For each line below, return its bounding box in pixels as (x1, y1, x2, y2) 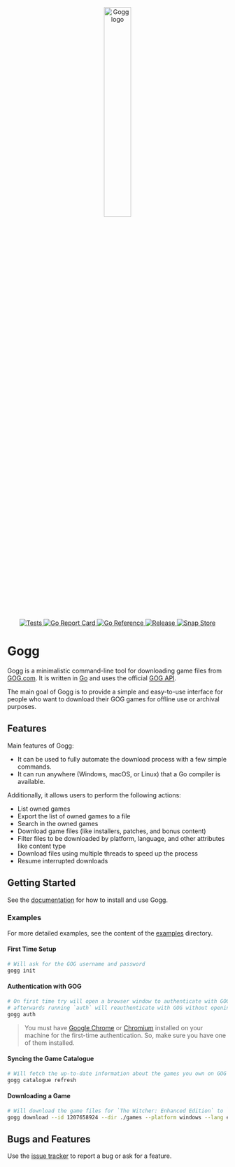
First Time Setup (7, 945, 57, 953)
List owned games (17, 804, 71, 813)
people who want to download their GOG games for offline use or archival (7, 694, 220, 703)
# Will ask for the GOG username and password (7, 961, 145, 968)
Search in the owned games (17, 819, 99, 828)
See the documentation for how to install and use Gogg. (7, 896, 168, 904)
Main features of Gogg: (7, 741, 74, 750)
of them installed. (24, 1038, 75, 1047)
